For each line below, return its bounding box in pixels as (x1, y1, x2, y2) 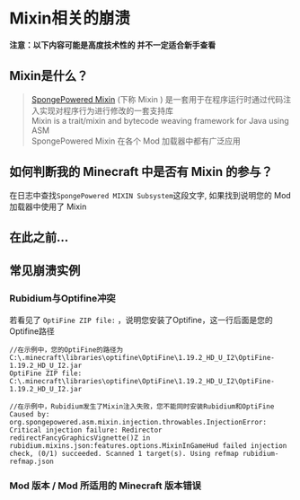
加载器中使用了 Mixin (9, 201, 87, 212)
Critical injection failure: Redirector (9, 425, 163, 434)
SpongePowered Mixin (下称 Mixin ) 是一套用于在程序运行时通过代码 (31, 93, 284, 104)
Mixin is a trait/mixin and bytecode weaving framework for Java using (31, 115, 289, 126)
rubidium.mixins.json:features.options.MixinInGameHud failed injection (9, 441, 287, 450)
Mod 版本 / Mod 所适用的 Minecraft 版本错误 (9, 479, 202, 492)
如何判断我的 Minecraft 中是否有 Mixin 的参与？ (9, 164, 273, 180)
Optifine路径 (9, 325, 56, 337)
